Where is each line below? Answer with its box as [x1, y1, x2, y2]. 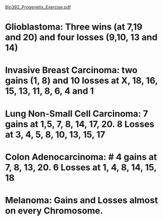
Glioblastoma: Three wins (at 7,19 [5, 22, 143, 32]
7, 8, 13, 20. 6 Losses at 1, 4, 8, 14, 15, [5, 162, 157, 173]
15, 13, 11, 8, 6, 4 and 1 [5, 85, 94, 97]
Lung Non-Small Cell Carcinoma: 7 [5, 108, 148, 119]
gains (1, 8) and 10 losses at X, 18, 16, [5, 75, 158, 86]
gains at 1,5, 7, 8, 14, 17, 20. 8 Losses [5, 118, 155, 130]
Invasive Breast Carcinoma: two [5, 65, 138, 76]
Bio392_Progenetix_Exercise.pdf [5, 4, 71, 10]
